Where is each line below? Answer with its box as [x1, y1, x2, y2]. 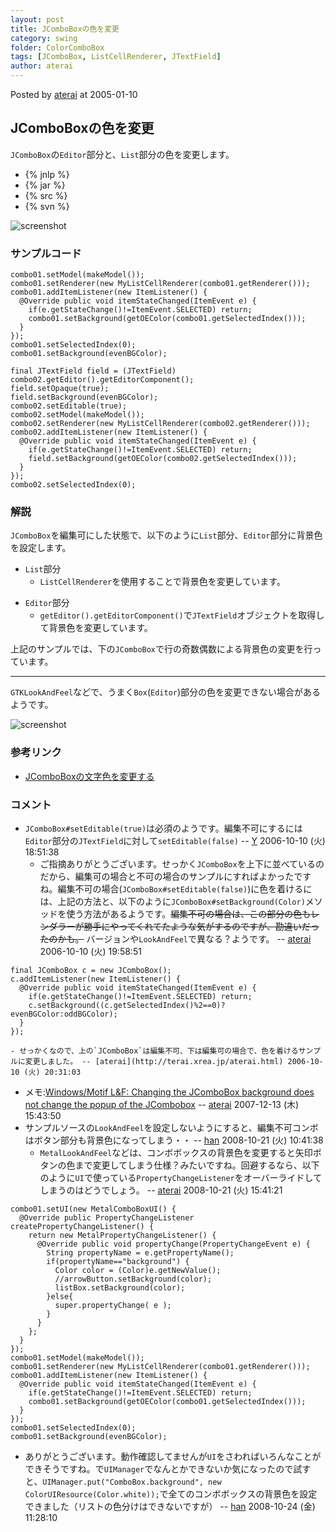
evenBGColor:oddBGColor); [10, 1009, 118, 1019]
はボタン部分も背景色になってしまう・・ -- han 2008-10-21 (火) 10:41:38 [24, 1134, 324, 1146]
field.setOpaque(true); [10, 384, 110, 394]
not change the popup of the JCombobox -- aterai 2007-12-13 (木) [24, 1099, 300, 1110]
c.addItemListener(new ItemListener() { [10, 974, 182, 984]
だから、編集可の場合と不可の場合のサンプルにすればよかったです [39, 871, 312, 882]
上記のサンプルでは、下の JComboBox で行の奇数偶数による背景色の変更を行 [10, 643, 313, 655]
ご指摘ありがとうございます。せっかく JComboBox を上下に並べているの [39, 858, 325, 870]
